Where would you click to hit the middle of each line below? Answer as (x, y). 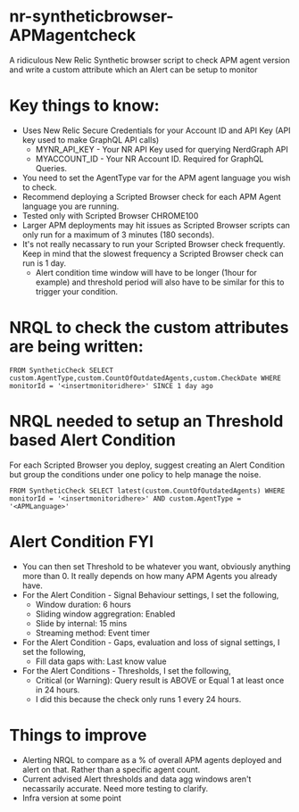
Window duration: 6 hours (83, 604)
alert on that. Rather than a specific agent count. (111, 769)
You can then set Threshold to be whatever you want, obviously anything (156, 566)
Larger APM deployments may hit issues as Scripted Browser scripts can (156, 225)
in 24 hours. (58, 690)
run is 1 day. (44, 263)
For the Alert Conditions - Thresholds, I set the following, (126, 670)
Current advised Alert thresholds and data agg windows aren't (137, 779)
